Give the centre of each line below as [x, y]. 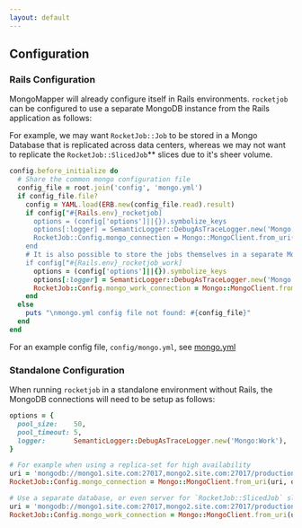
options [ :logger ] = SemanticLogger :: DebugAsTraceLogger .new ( [150, 279]
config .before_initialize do [64, 172]
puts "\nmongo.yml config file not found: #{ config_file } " [138, 313]
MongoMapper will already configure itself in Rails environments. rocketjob [149, 99]
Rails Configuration [53, 79]
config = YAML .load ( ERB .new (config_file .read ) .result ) [130, 204]
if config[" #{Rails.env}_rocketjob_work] [104, 263]
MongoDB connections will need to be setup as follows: [112, 400]
